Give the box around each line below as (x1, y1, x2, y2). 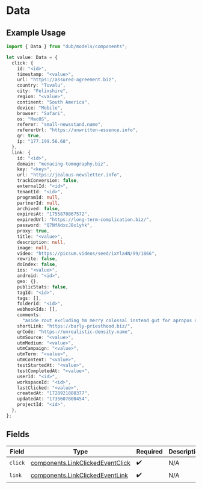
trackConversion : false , (17, 178, 79, 184)
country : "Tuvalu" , (17, 83, 66, 89)
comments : (17, 312, 42, 318)
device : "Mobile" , (17, 105, 63, 111)
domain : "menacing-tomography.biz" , (17, 161, 109, 167)
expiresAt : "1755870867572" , (17, 211, 90, 217)
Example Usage (6, 28, 66, 38)
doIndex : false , (17, 261, 58, 268)
